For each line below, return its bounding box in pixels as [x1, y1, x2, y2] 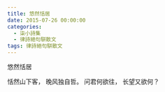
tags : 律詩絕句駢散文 [7, 43, 63, 49]
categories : [7, 23, 42, 30]
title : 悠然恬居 [7, 10, 50, 17]
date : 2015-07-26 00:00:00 [7, 17, 86, 24]
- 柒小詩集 [13, 29, 41, 37]
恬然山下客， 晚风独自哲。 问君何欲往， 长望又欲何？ [7, 77, 159, 86]
